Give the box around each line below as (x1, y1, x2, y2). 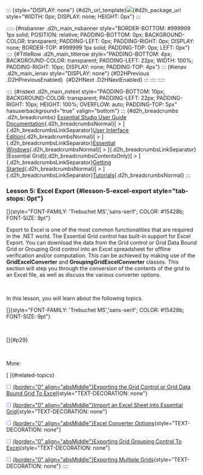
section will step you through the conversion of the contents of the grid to (6, 265, 190, 272)
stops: (6, 194, 25, 202)
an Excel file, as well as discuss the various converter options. (6, 271, 162, 279)
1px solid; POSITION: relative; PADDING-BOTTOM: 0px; (6, 31, 144, 38)
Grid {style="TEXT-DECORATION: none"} (6, 408, 108, 415)
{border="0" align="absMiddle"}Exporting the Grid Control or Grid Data (13, 384, 191, 391)
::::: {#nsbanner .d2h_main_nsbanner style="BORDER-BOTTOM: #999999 (6, 25, 191, 32)
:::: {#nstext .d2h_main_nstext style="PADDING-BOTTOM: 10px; (6, 88, 165, 95)
